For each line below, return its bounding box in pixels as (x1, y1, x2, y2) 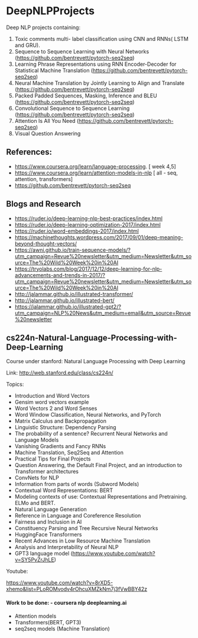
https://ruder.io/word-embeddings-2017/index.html (14, 227, 139, 234)
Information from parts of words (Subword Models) (14, 481, 139, 488)
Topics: (6, 381, 24, 388)
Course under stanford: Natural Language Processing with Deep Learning (6, 358, 186, 365)
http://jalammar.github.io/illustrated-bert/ (14, 297, 115, 304)
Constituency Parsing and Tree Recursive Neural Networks (14, 525, 158, 532)
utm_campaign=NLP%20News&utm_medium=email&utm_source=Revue (14, 309, 191, 316)
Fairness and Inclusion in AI (14, 518, 82, 526)
